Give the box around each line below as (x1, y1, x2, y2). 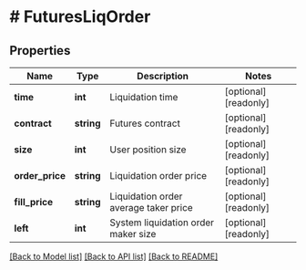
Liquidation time (109, 91, 178, 103)
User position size (109, 143, 187, 156)
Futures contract (109, 117, 180, 130)
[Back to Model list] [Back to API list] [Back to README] (9, 251, 219, 262)
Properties (9, 43, 71, 58)
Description (136, 70, 189, 82)
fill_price (14, 196, 53, 208)
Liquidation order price (109, 170, 208, 182)
